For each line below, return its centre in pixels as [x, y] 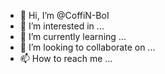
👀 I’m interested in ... [62, 26]
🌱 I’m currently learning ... [73, 36]
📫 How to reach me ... [66, 58]
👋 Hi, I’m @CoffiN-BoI [64, 15]
